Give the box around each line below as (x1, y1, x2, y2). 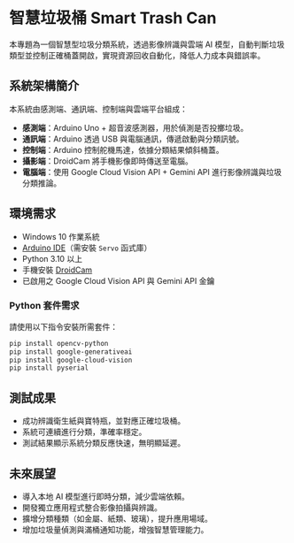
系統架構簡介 (9, 79, 80, 94)
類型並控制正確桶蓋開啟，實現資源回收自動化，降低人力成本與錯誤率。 (9, 50, 266, 60)
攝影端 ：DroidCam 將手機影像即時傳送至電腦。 (21, 156, 193, 166)
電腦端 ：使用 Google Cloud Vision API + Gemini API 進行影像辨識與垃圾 (21, 166, 282, 177)
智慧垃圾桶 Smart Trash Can (9, 8, 217, 28)
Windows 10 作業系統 (21, 231, 100, 241)
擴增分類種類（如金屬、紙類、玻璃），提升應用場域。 (21, 513, 213, 524)
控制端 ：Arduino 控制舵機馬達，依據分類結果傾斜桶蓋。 (21, 144, 224, 155)
